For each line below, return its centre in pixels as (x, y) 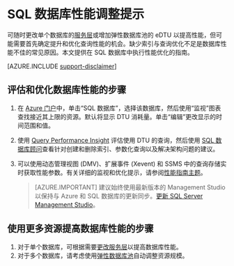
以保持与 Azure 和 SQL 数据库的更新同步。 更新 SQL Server (119, 196)
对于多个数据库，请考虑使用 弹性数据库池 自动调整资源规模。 (103, 256)
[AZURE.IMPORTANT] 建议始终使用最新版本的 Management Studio (130, 187)
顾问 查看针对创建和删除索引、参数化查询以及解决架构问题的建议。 (124, 149)
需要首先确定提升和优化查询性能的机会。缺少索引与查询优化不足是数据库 (117, 43)
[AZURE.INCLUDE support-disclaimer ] (62, 66)
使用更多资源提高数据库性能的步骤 (80, 229)
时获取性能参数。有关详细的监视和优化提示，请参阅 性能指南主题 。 (112, 172)
